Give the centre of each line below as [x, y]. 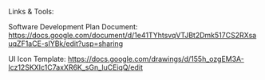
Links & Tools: [31, 11]
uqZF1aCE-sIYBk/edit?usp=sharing [66, 44]
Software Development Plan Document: [73, 27]
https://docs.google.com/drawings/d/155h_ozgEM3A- [156, 59]
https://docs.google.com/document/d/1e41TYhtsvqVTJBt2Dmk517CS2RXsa [132, 35]
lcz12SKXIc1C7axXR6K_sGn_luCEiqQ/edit [76, 67]
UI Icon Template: [37, 59]
